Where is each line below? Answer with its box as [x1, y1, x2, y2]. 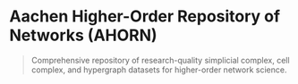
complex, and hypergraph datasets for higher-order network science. [30, 64, 287, 75]
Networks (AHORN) [9, 25, 158, 46]
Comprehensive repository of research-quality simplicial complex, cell [30, 55, 290, 65]
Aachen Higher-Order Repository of [9, 6, 280, 27]
